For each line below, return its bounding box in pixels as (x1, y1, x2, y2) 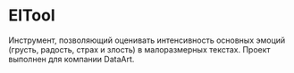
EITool (8, 5, 55, 26)
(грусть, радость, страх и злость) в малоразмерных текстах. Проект (8, 44, 271, 54)
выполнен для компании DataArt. (8, 53, 135, 64)
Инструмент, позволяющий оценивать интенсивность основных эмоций (8, 35, 286, 45)
